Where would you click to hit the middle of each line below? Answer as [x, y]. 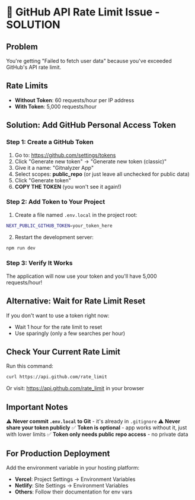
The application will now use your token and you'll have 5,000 [81, 276]
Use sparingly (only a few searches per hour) [70, 333]
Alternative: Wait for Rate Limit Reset [76, 301]
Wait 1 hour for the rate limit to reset [58, 327]
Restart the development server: [54, 237]
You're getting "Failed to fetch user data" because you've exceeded [89, 61]
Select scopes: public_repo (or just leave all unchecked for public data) [102, 174]
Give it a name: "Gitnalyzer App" [54, 167]
